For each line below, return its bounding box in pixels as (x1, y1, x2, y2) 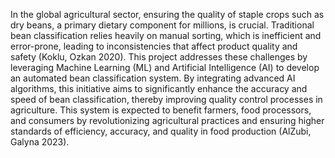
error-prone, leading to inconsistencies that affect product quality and (10, 40, 298, 52)
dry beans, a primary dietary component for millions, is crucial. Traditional (10, 19, 315, 31)
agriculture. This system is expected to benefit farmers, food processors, (10, 104, 312, 116)
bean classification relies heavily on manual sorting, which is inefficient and (10, 30, 322, 41)
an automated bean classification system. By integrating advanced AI (10, 72, 296, 84)
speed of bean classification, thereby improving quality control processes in (10, 94, 323, 105)
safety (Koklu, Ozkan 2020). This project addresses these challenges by (10, 51, 308, 63)
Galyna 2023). (10, 136, 70, 148)
